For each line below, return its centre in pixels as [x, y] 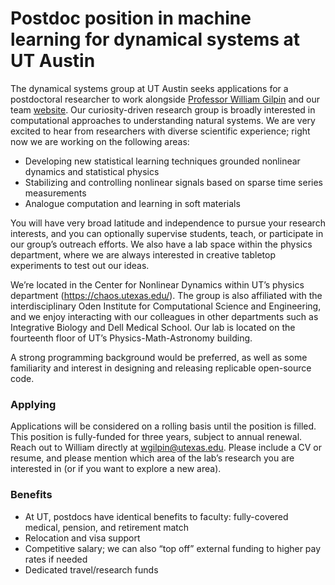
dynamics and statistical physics [92, 171]
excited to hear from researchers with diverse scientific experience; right [160, 131]
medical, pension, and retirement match [107, 527]
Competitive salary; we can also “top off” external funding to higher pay [173, 548]
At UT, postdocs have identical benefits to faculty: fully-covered [156, 516]
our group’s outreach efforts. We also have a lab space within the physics [161, 244]
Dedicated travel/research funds [91, 569]
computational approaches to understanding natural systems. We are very [163, 120]
